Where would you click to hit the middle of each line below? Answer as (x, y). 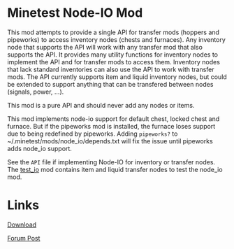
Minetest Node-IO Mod (75, 13)
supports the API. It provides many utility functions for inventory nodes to (113, 55)
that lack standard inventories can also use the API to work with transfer (111, 69)
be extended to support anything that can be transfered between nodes (110, 84)
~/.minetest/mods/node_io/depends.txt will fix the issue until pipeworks (110, 141)
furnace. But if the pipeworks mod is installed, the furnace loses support (111, 126)
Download (22, 225)
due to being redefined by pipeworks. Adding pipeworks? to (93, 134)
